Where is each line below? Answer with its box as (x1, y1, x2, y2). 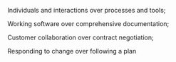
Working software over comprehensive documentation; (7, 20, 170, 27)
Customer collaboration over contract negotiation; (7, 33, 155, 42)
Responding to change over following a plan (7, 47, 137, 55)
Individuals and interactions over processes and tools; (7, 6, 166, 14)
